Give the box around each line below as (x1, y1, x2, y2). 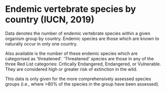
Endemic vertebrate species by (5, 3, 136, 15)
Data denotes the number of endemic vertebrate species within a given (5, 30, 150, 36)
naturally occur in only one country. (5, 41, 78, 46)
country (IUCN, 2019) (5, 14, 95, 25)
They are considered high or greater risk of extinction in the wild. (5, 66, 138, 72)
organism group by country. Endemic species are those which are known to (5, 36, 160, 42)
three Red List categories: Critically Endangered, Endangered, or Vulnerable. (5, 61, 161, 67)
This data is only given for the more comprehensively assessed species (5, 76, 151, 82)
